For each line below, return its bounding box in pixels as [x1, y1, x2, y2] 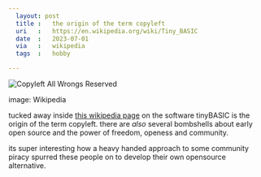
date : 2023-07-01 [15, 34, 89, 43]
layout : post [15, 11, 60, 20]
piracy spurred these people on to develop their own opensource [8, 152, 226, 162]
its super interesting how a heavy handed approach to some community [8, 144, 250, 153]
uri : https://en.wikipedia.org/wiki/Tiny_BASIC [15, 27, 198, 35]
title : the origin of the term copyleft [15, 19, 165, 28]
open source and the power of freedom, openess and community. [8, 127, 229, 137]
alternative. [8, 161, 46, 171]
